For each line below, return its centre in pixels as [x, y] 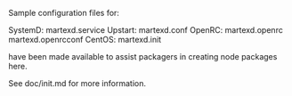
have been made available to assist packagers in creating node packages [143, 56]
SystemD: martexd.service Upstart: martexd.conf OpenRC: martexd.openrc [146, 30]
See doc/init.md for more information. [77, 83]
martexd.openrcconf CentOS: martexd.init [85, 40]
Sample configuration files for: [64, 13]
